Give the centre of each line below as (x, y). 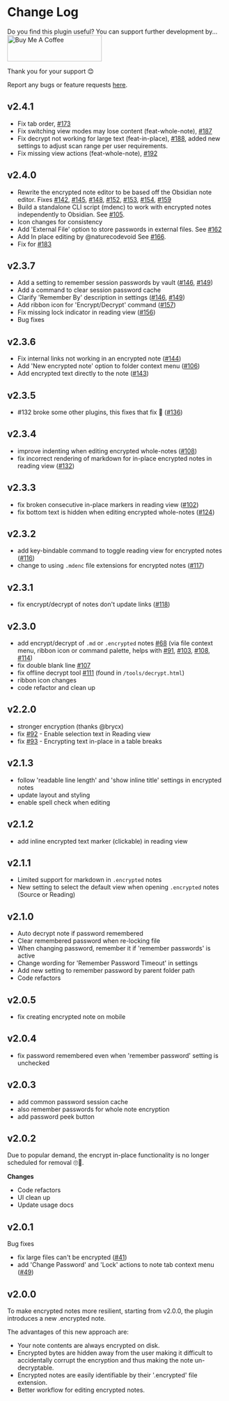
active (26, 956)
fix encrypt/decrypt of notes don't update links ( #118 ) (94, 604)
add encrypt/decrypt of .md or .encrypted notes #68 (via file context (115, 643)
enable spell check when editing (64, 802)
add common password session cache (73, 1101)
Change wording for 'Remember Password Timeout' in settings (108, 963)
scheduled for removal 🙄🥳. (46, 1163)
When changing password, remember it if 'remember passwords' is (114, 948)
